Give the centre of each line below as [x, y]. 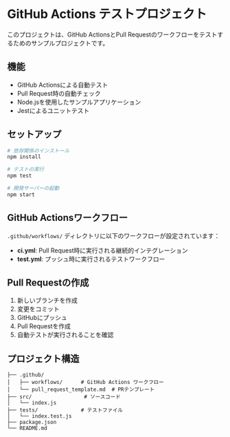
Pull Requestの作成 [48, 283]
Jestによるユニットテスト [53, 110]
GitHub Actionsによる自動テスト [62, 85]
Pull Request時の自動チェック [59, 93]
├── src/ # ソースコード [64, 397]
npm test [20, 176]
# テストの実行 [26, 169]
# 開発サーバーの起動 [33, 189]
